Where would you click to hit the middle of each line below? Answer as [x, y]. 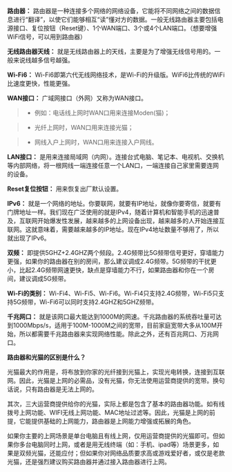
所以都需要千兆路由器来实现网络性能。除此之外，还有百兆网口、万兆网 [119, 334]
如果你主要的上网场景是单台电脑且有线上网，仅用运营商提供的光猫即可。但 [113, 436]
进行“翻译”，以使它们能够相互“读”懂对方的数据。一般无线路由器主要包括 [115, 19]
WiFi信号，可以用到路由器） [47, 37]
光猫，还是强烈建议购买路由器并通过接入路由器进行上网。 [89, 462]
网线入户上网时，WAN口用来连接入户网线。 [96, 142]
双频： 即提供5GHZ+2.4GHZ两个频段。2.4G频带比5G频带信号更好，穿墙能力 [116, 253]
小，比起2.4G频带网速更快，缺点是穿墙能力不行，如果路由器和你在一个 [108, 270]
